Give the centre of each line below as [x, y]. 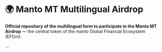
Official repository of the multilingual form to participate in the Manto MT [81, 26]
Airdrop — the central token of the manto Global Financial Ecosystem [75, 31]
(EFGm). [13, 36]
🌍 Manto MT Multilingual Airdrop [74, 9]
